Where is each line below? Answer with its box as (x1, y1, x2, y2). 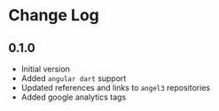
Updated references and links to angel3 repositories (20, 83, 210, 92)
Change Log (8, 5, 99, 26)
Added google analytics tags (20, 92, 127, 102)
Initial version (20, 63, 70, 74)
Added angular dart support (20, 73, 127, 84)
